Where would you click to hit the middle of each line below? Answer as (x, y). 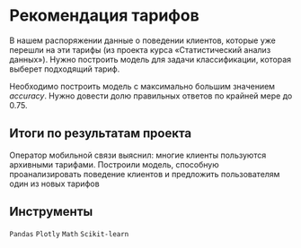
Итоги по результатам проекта (101, 134)
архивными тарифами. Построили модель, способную (115, 164)
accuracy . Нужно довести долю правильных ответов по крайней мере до (151, 96)
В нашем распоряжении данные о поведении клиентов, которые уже (142, 40)
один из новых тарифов (55, 184)
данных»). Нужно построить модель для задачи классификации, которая (150, 59)
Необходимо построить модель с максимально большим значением (142, 86)
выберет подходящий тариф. (65, 69)
